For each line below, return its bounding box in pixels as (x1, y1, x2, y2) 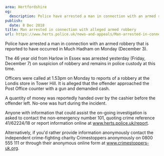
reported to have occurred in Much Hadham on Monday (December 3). (5, 46, 148, 52)
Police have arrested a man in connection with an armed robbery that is (5, 41, 149, 46)
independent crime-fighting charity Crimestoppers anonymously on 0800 (5, 135, 153, 141)
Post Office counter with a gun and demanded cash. (5, 86, 110, 91)
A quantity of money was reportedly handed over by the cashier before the (5, 95, 156, 101)
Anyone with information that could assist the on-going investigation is (5, 110, 147, 116)
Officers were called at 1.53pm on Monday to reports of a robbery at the (5, 75, 150, 81)
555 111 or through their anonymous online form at (5, 140, 106, 146)
